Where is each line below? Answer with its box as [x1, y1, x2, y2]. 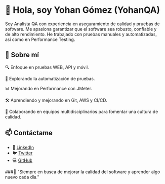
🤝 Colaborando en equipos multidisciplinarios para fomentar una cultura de [5, 109, 158, 114]
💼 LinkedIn [12, 144, 34, 150]
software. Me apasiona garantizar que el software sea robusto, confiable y [5, 26, 157, 32]
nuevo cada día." [5, 174, 40, 180]
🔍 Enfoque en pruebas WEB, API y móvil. [5, 64, 89, 70]
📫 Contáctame [5, 129, 53, 137]
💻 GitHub [12, 157, 33, 163]
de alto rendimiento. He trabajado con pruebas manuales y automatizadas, [5, 31, 157, 37]
